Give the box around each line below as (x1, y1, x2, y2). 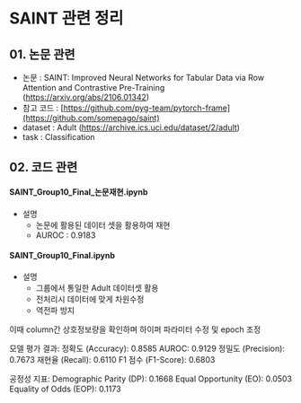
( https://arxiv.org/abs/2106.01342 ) (22, 92, 150, 102)
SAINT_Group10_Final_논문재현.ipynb (9, 186, 148, 197)
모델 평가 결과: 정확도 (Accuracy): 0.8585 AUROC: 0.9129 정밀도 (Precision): (9, 343, 286, 354)
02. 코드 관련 (9, 160, 78, 175)
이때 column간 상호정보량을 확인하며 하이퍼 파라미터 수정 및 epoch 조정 (9, 324, 261, 335)
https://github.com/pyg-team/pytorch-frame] (63, 102, 231, 113)
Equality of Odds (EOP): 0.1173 (9, 383, 121, 394)
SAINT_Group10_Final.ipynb (9, 250, 115, 261)
